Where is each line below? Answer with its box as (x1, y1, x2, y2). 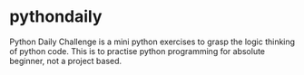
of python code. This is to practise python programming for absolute (9, 45, 266, 56)
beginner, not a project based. (9, 55, 123, 66)
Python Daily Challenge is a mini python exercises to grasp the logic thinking (9, 36, 296, 47)
